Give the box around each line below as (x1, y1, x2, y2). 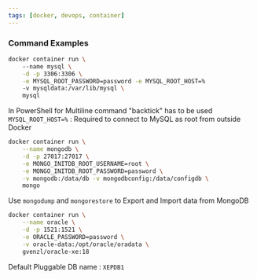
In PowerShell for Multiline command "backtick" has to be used (8, 106, 213, 116)
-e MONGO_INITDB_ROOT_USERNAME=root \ (22, 160, 149, 167)
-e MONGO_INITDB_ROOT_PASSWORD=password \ (22, 167, 163, 175)
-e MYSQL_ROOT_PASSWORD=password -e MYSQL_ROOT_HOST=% (22, 77, 206, 85)
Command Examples (8, 37, 89, 48)
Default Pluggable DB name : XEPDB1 (8, 262, 124, 271)
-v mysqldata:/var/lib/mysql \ (22, 84, 125, 93)
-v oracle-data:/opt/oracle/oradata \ (22, 240, 149, 248)
